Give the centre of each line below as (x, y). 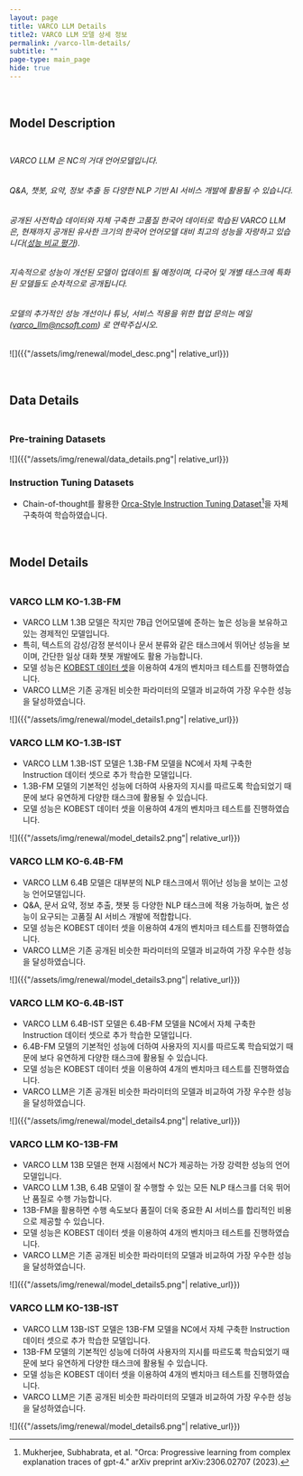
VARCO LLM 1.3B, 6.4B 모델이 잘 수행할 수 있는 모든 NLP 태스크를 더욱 (148, 1188)
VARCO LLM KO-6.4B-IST (67, 1003)
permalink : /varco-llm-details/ (70, 43)
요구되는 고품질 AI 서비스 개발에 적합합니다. (115, 916)
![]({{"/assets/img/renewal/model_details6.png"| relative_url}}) (125, 1426)
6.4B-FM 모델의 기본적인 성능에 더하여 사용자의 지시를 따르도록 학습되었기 (153, 1046)
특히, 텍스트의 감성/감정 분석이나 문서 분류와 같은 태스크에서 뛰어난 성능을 (151, 645)
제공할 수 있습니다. (72, 1221)
